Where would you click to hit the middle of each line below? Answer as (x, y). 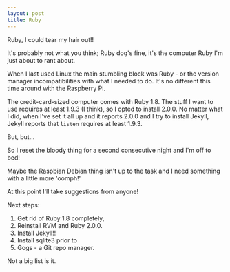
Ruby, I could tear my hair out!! (51, 39)
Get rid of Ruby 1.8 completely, (61, 218)
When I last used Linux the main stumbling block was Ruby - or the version (113, 74)
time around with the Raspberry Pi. (56, 88)
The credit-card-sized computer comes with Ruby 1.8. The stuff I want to (110, 101)
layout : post (26, 13)
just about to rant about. (41, 60)
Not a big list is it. (32, 261)
